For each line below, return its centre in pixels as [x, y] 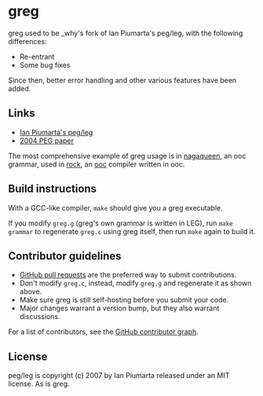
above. [31, 291]
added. [20, 88]
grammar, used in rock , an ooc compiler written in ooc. [97, 164]
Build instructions [52, 189]
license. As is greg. [39, 384]
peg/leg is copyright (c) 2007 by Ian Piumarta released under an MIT [119, 376]
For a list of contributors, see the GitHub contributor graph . [103, 332]
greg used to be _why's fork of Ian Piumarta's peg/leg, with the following [126, 33]
